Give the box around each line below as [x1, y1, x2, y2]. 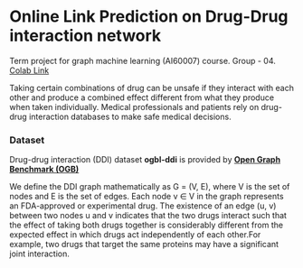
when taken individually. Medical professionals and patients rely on [9, 101, 260, 112]
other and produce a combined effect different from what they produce [9, 92, 274, 103]
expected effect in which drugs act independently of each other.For [9, 229, 261, 240]
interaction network [9, 25, 162, 46]
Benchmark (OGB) [9, 164, 80, 175]
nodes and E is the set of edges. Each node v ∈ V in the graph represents [9, 191, 284, 202]
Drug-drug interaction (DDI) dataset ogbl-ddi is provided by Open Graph [9, 154, 281, 165]
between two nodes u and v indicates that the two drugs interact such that [9, 210, 288, 221]
